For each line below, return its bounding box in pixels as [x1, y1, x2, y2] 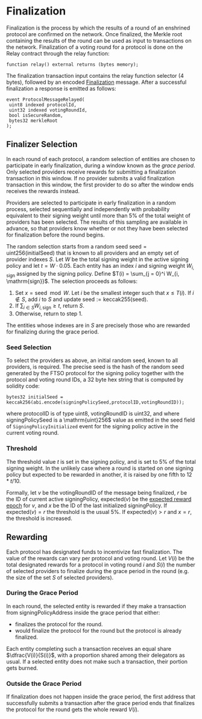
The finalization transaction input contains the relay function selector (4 [6, 72, 184, 79]
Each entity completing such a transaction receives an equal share [6, 645, 172, 652]
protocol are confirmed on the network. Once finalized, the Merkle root [6, 30, 183, 37]
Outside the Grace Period [6, 679, 82, 688]
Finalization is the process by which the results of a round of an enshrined [6, 24, 191, 31]
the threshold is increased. [6, 515, 72, 522]
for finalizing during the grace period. [6, 328, 99, 335]
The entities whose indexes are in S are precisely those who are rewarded [6, 321, 190, 329]
